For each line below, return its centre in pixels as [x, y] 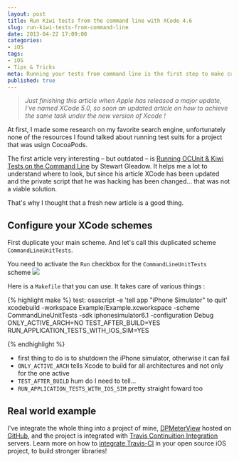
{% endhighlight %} [36, 344]
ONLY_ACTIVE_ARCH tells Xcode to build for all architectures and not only [121, 366]
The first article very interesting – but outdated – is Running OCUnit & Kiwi [116, 159]
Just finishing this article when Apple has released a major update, [123, 101]
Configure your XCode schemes [80, 225]
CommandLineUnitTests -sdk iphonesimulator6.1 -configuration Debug [111, 316]
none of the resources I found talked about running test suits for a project [115, 137]
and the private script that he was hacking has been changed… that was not [119, 181]
